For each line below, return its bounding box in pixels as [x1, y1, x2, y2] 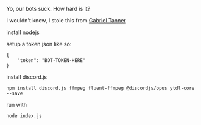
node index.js [6, 113, 43, 119]
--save [6, 90, 23, 96]
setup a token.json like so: [6, 41, 72, 47]
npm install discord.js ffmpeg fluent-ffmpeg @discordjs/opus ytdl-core [6, 85, 195, 91]
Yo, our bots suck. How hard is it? [6, 5, 91, 12]
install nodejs [6, 29, 40, 36]
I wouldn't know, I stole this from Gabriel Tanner [6, 17, 126, 24]
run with [6, 101, 27, 108]
